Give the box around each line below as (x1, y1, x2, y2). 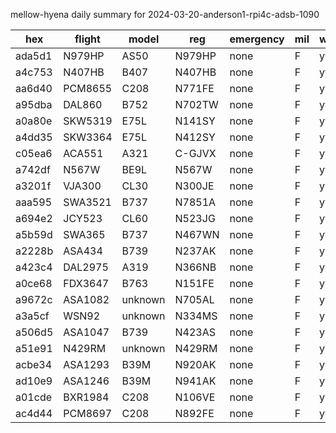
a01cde (15, 390, 52, 404)
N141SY (174, 114, 216, 128)
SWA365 (63, 228, 106, 241)
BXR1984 (63, 390, 110, 404)
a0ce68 (15, 277, 53, 290)
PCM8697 (63, 407, 113, 420)
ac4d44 (15, 407, 53, 420)
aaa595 (15, 195, 53, 209)
